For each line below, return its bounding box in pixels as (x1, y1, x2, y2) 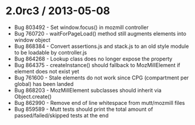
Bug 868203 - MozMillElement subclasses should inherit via (14, 86, 162, 94)
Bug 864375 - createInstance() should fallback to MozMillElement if (14, 61, 181, 69)
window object (14, 36, 51, 43)
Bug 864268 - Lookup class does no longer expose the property (14, 55, 173, 62)
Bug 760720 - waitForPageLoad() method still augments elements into (14, 30, 187, 37)
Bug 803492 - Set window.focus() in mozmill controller (14, 24, 149, 31)
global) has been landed (14, 80, 74, 87)
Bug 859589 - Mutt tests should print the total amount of (14, 105, 153, 113)
